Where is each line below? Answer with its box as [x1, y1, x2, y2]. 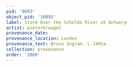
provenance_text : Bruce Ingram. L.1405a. [6, 41, 109, 47]
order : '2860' [6, 52, 41, 58]
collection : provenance [6, 47, 64, 52]
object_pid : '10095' [6, 14, 57, 20]
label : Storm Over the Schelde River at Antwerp [6, 19, 127, 25]
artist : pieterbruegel [6, 24, 62, 31]
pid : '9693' [6, 8, 35, 15]
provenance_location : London [6, 36, 77, 41]
